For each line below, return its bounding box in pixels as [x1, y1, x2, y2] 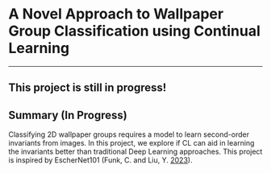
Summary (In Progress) [8, 108, 127, 122]
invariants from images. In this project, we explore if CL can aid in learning [8, 138, 255, 148]
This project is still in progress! [8, 81, 167, 95]
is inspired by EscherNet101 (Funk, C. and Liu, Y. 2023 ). [8, 155, 193, 165]
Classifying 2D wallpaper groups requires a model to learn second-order [8, 130, 250, 139]
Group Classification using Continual [8, 22, 261, 40]
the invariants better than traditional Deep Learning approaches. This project [8, 146, 263, 157]
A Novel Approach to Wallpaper [8, 5, 224, 23]
